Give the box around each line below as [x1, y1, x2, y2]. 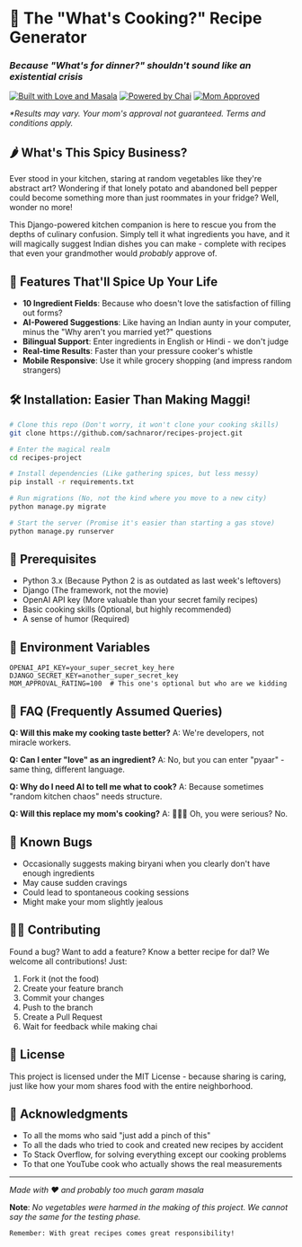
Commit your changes [22, 992, 105, 1003]
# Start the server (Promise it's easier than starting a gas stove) [9, 518, 276, 527]
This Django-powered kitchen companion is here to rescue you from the [9, 219, 277, 230]
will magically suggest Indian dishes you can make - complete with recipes [9, 238, 287, 250]
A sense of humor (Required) [22, 614, 130, 624]
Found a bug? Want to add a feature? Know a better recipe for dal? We [9, 946, 270, 957]
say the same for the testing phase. [9, 1212, 141, 1223]
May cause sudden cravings [22, 877, 128, 888]
